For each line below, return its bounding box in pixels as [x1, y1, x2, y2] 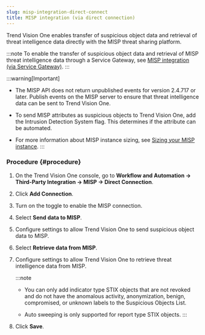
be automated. [15, 124, 52, 131]
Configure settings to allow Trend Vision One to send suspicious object [15, 226, 195, 233]
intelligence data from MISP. [15, 262, 87, 270]
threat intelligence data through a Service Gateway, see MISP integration [6, 56, 190, 64]
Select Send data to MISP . [15, 213, 83, 221]
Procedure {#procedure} [6, 158, 81, 166]
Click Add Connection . [15, 190, 73, 197]
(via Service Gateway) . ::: [6, 62, 70, 70]
